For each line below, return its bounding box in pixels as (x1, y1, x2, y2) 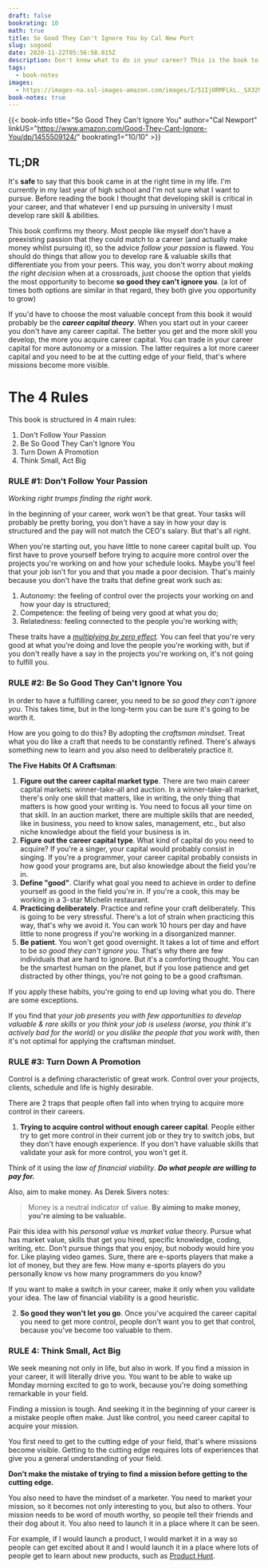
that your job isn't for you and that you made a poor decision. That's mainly (8, 567, 255, 577)
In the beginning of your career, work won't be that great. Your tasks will (8, 509, 246, 519)
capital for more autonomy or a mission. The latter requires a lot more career (8, 343, 259, 353)
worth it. (8, 713, 36, 722)
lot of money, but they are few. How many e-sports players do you (8, 1260, 226, 1270)
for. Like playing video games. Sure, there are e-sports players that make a (8, 1252, 254, 1261)
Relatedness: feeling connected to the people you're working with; (19, 617, 238, 626)
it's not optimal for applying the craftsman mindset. (8, 1036, 176, 1046)
